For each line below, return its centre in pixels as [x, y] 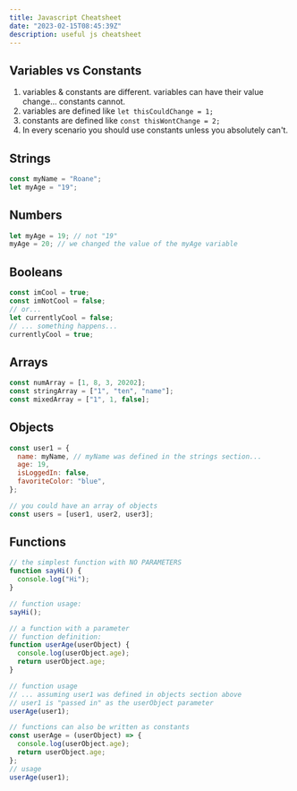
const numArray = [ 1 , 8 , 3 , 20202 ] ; [77, 383]
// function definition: [55, 637]
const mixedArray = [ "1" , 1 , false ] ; [80, 400]
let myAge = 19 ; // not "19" [64, 236]
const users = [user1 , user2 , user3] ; [81, 514]
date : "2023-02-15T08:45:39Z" [66, 26]
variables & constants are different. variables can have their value [143, 92]
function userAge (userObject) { [69, 645]
